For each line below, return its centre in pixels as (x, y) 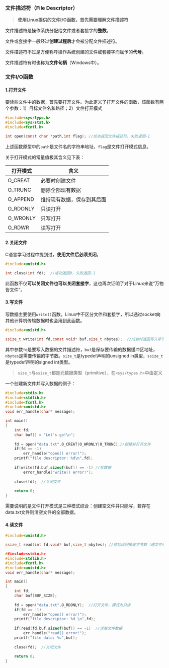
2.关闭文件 (16, 242)
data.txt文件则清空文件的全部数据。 (42, 512)
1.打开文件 (16, 90)
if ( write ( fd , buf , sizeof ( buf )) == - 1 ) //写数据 (63, 467)
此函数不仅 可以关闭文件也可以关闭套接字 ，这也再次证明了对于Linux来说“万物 (84, 283)
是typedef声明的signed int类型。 (39, 362)
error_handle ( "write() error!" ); (58, 472)
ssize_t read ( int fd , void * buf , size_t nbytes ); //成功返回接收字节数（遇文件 (84, 545)
